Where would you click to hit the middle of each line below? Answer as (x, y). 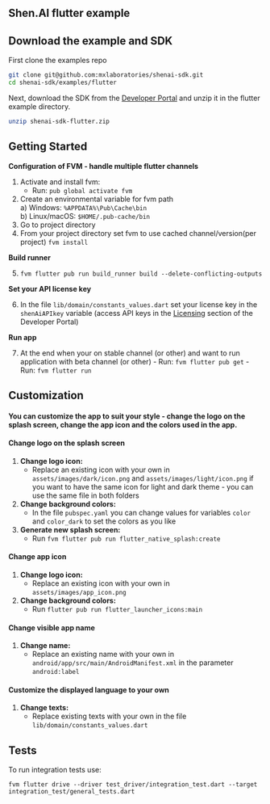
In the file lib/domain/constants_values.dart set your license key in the (139, 304)
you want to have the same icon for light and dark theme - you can (143, 486)
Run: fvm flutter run (56, 370)
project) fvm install (54, 242)
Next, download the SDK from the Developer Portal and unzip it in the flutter (134, 98)
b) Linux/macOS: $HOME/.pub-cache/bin (85, 216)
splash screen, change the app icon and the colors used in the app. (123, 424)
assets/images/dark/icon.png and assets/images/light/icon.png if (143, 478)
